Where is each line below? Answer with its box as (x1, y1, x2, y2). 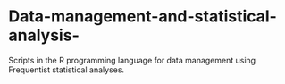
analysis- (8, 25, 80, 46)
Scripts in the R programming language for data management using (8, 55, 256, 65)
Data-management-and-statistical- (8, 6, 278, 27)
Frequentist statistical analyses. (8, 64, 125, 75)
